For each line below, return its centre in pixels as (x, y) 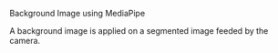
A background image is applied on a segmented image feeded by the (139, 31)
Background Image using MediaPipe (77, 13)
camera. (25, 41)
